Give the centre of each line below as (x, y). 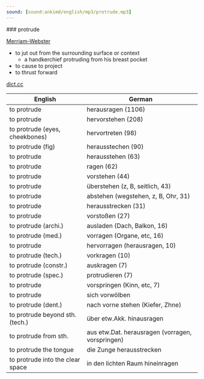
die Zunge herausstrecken (124, 349)
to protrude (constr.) (39, 265)
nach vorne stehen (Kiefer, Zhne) (134, 305)
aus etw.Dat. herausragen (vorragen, (139, 332)
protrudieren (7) (110, 275)
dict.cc (15, 84)
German (141, 99)
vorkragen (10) (108, 255)
